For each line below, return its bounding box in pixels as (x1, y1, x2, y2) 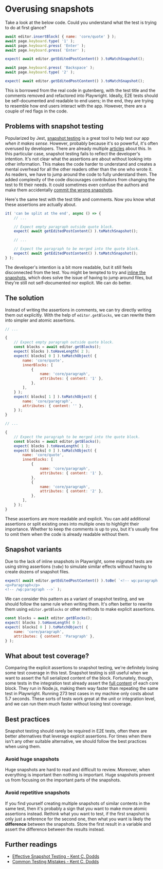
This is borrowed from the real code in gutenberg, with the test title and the (5, 87, 156, 93)
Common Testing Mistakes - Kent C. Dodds (12, 858, 99, 864)
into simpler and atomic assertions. (5, 317, 75, 323)
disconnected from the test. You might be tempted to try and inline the (5, 269, 146, 275)
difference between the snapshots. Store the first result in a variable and (5, 821, 151, 827)
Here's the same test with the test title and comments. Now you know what (5, 196, 156, 202)
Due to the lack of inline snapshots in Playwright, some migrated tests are (5, 558, 152, 564)
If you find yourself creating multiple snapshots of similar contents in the (5, 800, 150, 806)
